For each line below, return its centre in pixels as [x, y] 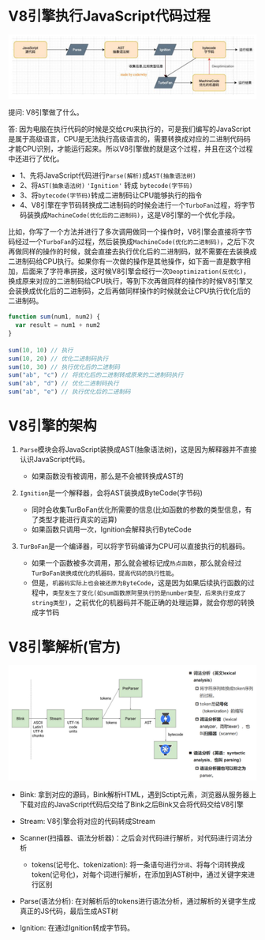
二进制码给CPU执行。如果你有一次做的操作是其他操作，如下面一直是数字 [126, 261]
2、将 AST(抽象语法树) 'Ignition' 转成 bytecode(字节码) [106, 186]
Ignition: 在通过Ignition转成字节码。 [77, 927]
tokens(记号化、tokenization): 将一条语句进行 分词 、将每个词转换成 [138, 864]
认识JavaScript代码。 [54, 460]
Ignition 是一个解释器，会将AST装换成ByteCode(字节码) [111, 493]
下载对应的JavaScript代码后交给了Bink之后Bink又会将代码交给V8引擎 [132, 804]
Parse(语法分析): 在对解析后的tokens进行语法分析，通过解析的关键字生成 [138, 901]
